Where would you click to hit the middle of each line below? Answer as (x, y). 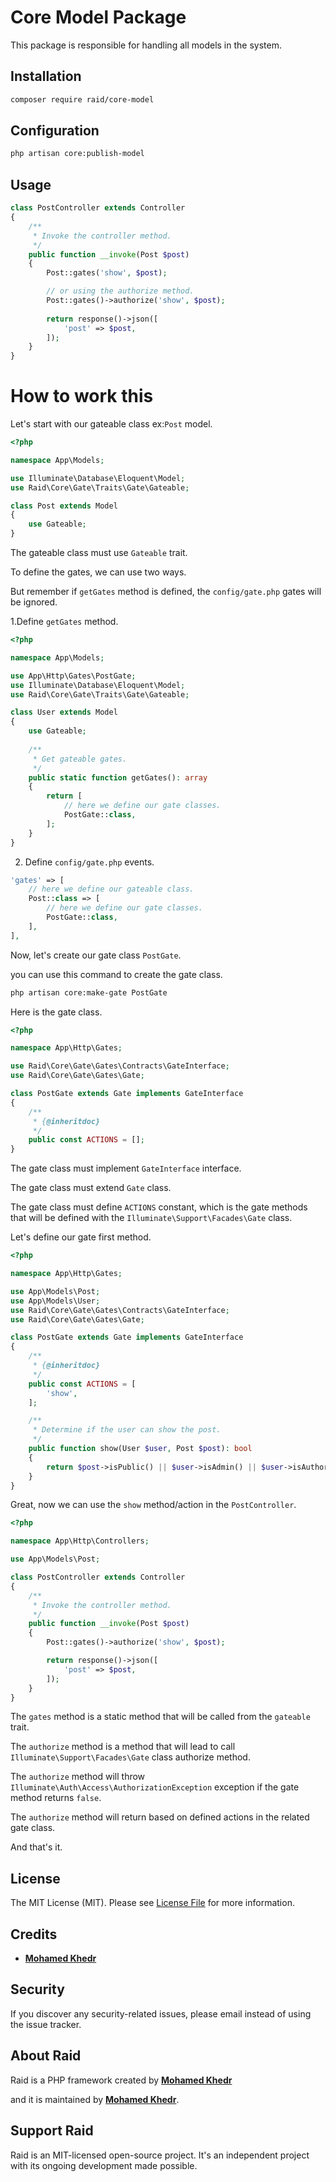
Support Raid (52, 2131)
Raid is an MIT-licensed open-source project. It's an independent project (160, 2155)
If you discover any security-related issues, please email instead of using (161, 2013)
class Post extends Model (64, 506)
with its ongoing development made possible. (104, 2165)
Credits (34, 1934)
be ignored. (34, 602)
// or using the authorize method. (120, 291)
